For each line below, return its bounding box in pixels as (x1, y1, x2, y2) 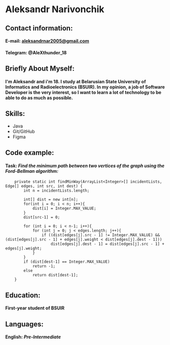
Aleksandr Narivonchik (5, 4, 105, 15)
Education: (5, 291, 41, 299)
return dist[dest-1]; (32, 273, 79, 278)
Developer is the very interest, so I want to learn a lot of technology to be (5, 89, 161, 95)
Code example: (5, 148, 54, 157)
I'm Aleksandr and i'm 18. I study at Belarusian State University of (5, 78, 146, 84)
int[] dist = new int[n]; (23, 197, 79, 202)
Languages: (5, 320, 44, 328)
